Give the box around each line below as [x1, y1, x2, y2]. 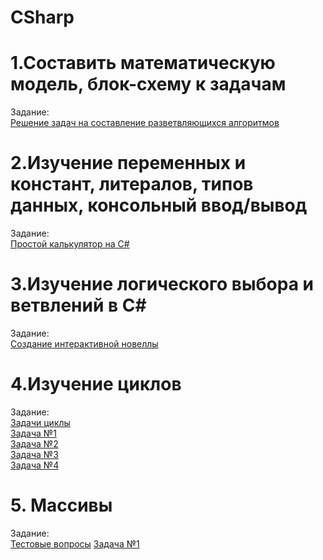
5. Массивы [10, 494, 113, 517]
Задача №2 [10, 437, 59, 450]
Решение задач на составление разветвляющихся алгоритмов [10, 117, 280, 129]
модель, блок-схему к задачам [10, 73, 287, 96]
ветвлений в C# [10, 294, 147, 317]
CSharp [10, 6, 75, 29]
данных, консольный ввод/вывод [10, 194, 308, 217]
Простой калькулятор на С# [10, 238, 130, 250]
